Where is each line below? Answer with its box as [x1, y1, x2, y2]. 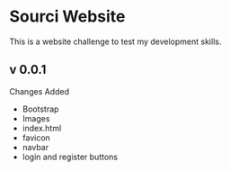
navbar [22, 141, 49, 152]
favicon [22, 132, 51, 143]
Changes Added [9, 85, 70, 96]
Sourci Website [9, 6, 126, 27]
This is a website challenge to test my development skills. [9, 36, 222, 47]
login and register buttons [22, 151, 119, 162]
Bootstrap [22, 103, 59, 114]
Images [22, 112, 50, 123]
